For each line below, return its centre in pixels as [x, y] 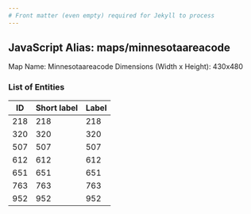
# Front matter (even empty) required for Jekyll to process [112, 15]
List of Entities [37, 87]
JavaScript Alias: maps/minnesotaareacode [119, 48]
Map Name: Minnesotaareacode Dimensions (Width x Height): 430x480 [126, 67]
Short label [56, 108]
